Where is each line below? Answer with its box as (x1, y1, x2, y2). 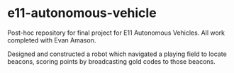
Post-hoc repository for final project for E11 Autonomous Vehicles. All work (7, 28, 225, 37)
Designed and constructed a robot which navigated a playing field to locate (7, 50, 227, 58)
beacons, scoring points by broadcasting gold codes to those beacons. (7, 57, 216, 65)
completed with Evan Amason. (7, 35, 96, 44)
